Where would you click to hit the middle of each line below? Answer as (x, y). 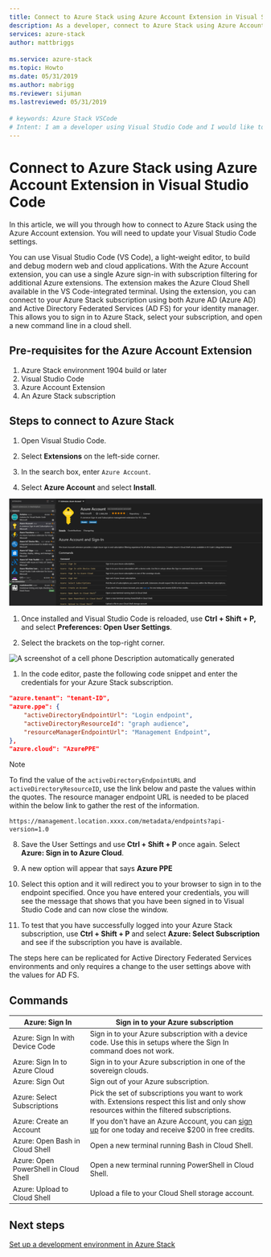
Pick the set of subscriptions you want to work (166, 1093)
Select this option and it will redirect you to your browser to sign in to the (141, 884)
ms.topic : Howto (36, 68)
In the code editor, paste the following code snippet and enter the (129, 674)
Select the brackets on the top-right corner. (93, 643)
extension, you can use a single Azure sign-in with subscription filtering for (133, 274)
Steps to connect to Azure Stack (92, 421)
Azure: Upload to (41, 1189)
